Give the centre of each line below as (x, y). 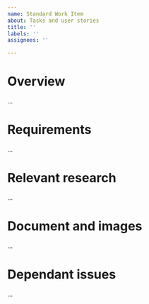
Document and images (75, 226)
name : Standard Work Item (45, 14)
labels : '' (23, 34)
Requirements (49, 130)
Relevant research (62, 178)
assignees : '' (28, 40)
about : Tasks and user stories (53, 21)
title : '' (22, 27)
